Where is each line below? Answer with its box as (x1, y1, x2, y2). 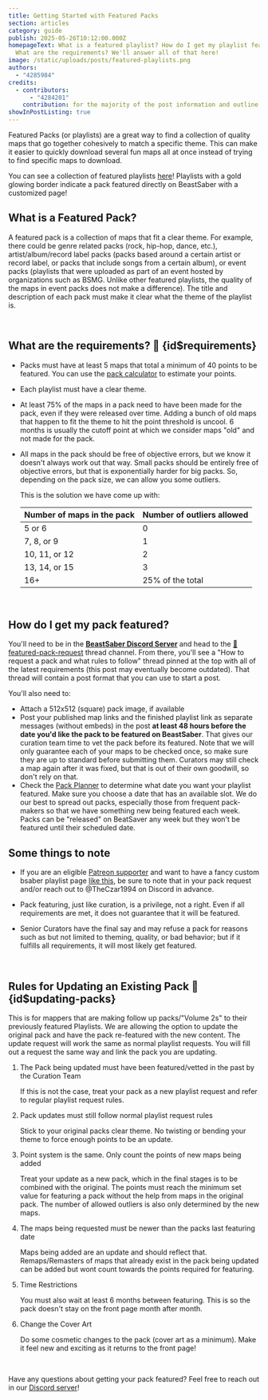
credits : (8, 78, 37, 86)
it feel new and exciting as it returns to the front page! (19, 1343, 197, 1353)
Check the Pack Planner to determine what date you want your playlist (19, 781, 251, 790)
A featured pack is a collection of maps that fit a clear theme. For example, (8, 233, 254, 242)
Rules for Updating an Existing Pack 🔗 (8, 980, 199, 993)
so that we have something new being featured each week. (46, 806, 241, 816)
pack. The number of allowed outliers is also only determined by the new (19, 1199, 259, 1209)
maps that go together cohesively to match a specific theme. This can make (8, 139, 258, 148)
